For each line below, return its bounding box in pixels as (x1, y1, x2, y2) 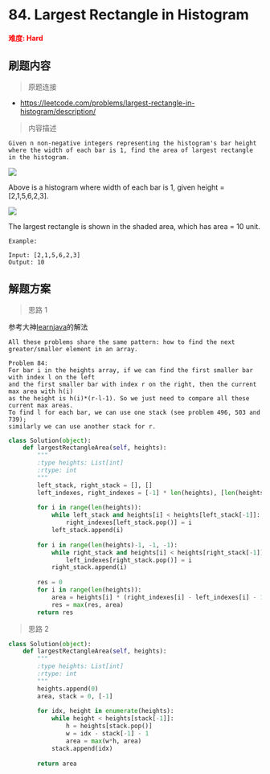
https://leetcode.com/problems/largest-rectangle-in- (19, 98, 195, 108)
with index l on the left (8, 373, 95, 381)
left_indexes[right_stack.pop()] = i (65, 556, 193, 564)
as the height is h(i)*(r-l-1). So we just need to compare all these (8, 394, 250, 403)
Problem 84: (8, 359, 48, 367)
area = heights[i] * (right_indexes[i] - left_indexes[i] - (51, 593, 257, 601)
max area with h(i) (8, 387, 74, 395)
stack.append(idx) (51, 744, 113, 752)
